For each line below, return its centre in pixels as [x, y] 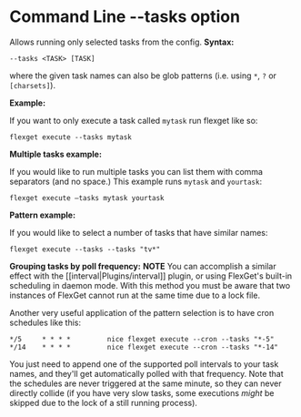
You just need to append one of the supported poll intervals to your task [144, 364]
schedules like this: [45, 322]
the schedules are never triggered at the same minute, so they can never [145, 383]
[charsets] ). [33, 85]
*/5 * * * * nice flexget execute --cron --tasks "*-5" [142, 339]
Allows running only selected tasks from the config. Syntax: [122, 42]
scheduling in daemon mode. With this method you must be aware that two [150, 285]
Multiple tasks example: [56, 154]
